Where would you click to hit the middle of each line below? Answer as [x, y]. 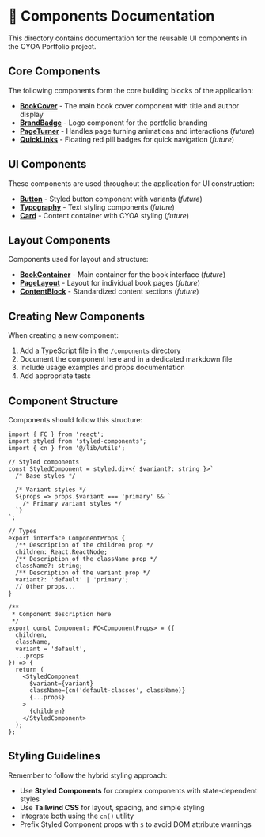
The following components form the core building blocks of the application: [131, 90]
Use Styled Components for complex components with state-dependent [138, 790]
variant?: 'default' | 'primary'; [72, 580]
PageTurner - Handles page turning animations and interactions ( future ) [137, 131]
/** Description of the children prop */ [85, 545]
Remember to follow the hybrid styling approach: [88, 775]
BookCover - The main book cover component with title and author [129, 105]
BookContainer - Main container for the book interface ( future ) [123, 275]
